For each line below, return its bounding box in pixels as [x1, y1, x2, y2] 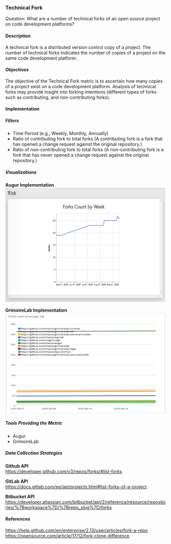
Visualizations [5, 169, 37, 175]
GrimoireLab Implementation [5, 307, 68, 313]
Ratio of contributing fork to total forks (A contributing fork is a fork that [12, 136, 163, 142]
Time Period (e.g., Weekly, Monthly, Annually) [12, 131, 108, 137]
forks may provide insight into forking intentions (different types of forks [5, 89, 157, 95]
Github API [5, 463, 29, 469]
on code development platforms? [5, 21, 75, 27]
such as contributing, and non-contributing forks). [5, 94, 110, 100]
